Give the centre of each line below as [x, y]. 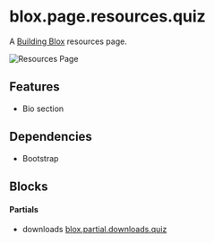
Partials [24, 209]
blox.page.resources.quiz [107, 17]
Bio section [43, 108]
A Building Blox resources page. [68, 41]
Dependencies [51, 137]
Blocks [29, 186]
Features [34, 87]
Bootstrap [40, 158]
